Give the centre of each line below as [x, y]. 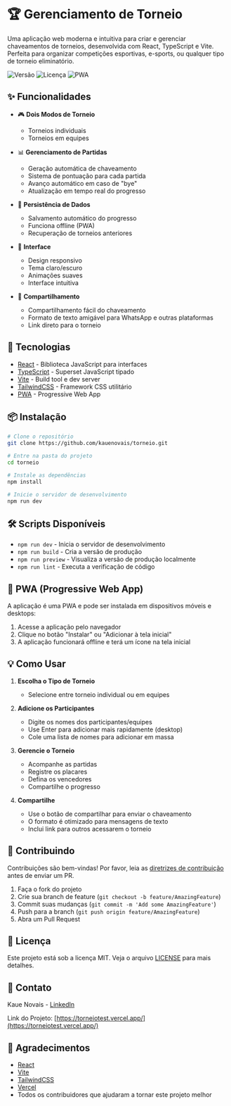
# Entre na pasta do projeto [50, 456]
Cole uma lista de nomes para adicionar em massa [101, 736]
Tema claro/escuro [55, 268]
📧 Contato [29, 987]
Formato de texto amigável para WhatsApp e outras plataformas [121, 318]
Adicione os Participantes [56, 708]
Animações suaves [55, 275]
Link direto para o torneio [65, 325]
